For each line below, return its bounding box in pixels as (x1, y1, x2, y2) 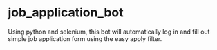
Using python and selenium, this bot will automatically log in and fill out (8, 27, 210, 36)
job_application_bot (8, 5, 124, 21)
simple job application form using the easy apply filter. (8, 34, 162, 42)
